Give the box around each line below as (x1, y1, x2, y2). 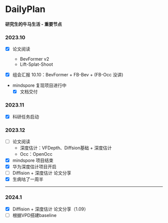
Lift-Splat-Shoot (19, 61, 53, 67)
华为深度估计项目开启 (12, 164, 56, 170)
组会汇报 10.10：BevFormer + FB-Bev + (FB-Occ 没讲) (12, 72, 123, 78)
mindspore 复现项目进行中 (12, 82, 66, 88)
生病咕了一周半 (12, 176, 43, 182)
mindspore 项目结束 (12, 157, 53, 163)
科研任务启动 (12, 114, 39, 120)
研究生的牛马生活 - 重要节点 (5, 21, 62, 27)
